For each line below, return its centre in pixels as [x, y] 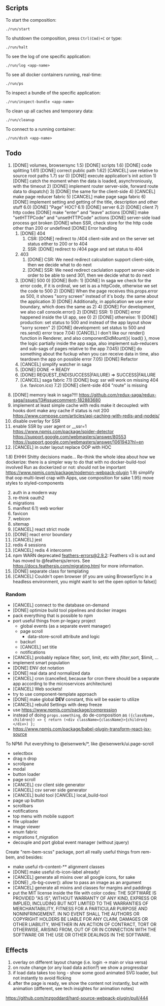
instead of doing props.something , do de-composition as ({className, [84, 715]
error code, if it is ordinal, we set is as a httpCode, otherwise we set [88, 286]
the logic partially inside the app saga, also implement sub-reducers [89, 343]
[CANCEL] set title [38, 647]
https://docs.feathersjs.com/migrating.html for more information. [78, 566]
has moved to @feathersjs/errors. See [51, 560]
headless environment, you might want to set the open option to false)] [85, 581]
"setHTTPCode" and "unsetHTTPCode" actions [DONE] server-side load [86, 217]
